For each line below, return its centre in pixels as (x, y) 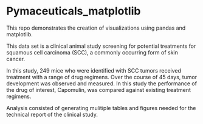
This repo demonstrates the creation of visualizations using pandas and (96, 28)
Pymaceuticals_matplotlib (74, 11)
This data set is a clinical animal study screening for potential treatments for (101, 46)
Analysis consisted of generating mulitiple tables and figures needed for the (101, 108)
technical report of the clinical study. (52, 114)
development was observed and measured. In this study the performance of (102, 83)
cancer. (16, 59)
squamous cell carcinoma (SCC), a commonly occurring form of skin (92, 52)
